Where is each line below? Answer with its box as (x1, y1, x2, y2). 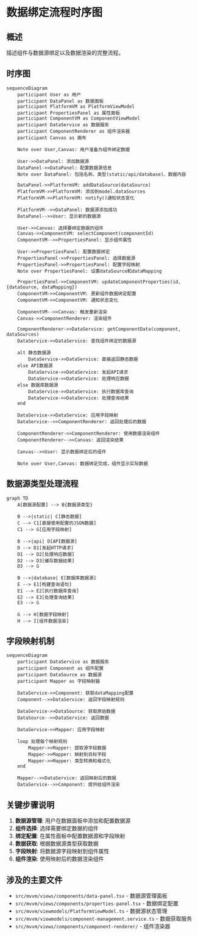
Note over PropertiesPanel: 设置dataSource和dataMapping (17, 268, 162, 274)
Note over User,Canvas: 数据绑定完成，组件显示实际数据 (17, 460, 148, 466)
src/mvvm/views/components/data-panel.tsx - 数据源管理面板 (15, 892, 168, 899)
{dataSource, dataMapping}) (6, 284, 78, 290)
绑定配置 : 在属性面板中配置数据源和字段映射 (15, 832, 126, 840)
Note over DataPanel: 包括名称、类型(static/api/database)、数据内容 (17, 171, 186, 177)
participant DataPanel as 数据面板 (17, 98, 104, 104)
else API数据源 (17, 362, 53, 369)
